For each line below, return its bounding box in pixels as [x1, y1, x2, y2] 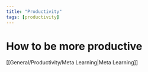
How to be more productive [6, 40, 143, 53]
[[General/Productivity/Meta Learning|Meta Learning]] [6, 59, 138, 66]
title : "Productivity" [6, 8, 62, 15]
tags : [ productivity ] [6, 14, 60, 20]
